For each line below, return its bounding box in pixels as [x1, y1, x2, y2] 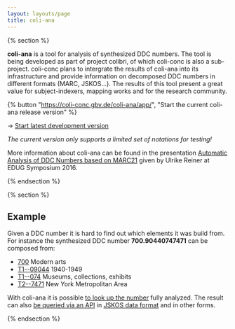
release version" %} [19, 108, 77, 116]
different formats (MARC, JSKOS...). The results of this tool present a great [7, 79, 223, 87]
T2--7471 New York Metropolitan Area [17, 280, 128, 288]
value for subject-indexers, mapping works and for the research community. [7, 87, 228, 95]
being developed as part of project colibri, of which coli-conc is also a [7, 57, 210, 65]
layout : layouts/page [7, 10, 71, 17]
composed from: [7, 244, 55, 253]
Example [7, 211, 46, 223]
